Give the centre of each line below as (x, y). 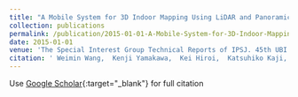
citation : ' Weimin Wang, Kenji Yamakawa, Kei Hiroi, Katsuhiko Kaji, (149, 58)
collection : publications (57, 26)
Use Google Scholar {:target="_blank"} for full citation (106, 83)
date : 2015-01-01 (41, 42)
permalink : (29, 34)
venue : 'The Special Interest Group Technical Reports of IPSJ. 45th (141, 50)
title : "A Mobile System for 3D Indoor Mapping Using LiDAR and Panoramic (150, 17)
